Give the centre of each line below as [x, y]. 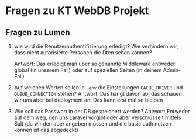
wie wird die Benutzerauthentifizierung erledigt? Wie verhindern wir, [96, 46]
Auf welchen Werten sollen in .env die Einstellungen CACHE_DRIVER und [98, 88]
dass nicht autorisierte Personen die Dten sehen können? [83, 53]
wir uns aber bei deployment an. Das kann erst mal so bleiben [88, 100]
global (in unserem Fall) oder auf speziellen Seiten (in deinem [88, 70]
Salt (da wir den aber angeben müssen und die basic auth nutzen [92, 124]
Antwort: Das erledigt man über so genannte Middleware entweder [94, 64]
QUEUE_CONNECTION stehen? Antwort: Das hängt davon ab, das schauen [98, 94]
